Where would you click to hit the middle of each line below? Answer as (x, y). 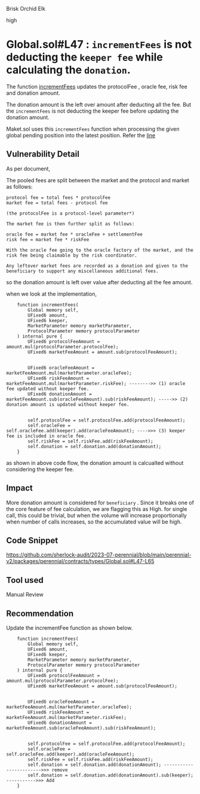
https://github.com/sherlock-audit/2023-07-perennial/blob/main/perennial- (99, 555)
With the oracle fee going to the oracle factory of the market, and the (100, 250)
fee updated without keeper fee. (48, 389)
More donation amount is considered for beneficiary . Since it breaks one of (100, 503)
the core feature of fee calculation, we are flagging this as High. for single (97, 509)
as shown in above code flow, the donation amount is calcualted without (95, 463)
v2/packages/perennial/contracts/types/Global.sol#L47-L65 (80, 561)
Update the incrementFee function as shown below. (70, 628)
